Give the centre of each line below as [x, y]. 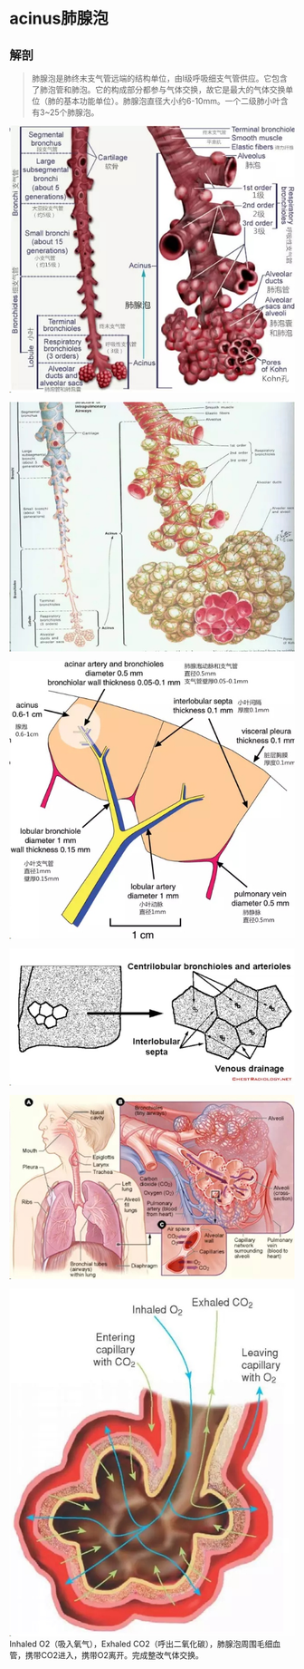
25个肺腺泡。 [74, 112]
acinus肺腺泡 [59, 19]
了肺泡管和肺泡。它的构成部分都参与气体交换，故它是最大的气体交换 [158, 90]
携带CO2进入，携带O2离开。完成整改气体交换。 [114, 1655]
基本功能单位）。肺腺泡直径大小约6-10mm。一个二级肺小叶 [171, 101]
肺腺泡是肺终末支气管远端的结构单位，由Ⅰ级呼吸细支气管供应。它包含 [159, 78]
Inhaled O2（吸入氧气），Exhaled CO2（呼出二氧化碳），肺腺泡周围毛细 [141, 1644]
